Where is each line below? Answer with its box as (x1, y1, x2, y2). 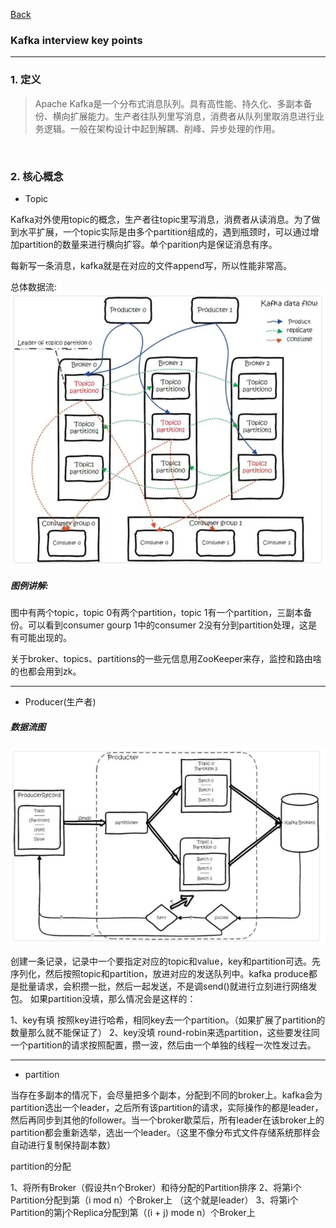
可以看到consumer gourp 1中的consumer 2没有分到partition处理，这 (27, 619, 309, 631)
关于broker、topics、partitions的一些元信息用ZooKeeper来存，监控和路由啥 (10, 653, 322, 665)
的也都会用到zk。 (10, 665, 82, 678)
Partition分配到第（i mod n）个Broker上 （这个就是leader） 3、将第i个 (10, 1194, 299, 1206)
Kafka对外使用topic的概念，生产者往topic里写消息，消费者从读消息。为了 (10, 213, 312, 225)
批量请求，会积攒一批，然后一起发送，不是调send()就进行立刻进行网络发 (18, 980, 318, 992)
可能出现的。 (18, 632, 72, 644)
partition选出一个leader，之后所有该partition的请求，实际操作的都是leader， (10, 1101, 324, 1113)
